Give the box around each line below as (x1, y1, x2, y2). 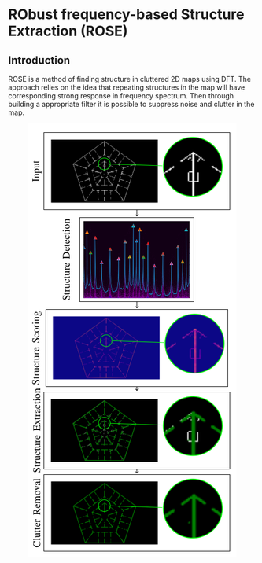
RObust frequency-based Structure (8, 6, 245, 24)
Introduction (8, 53, 71, 67)
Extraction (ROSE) (8, 22, 128, 40)
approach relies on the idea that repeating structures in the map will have (8, 83, 245, 92)
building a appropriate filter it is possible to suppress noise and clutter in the (8, 100, 255, 109)
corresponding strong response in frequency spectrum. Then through (8, 91, 234, 100)
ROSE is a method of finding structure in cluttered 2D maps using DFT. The (8, 75, 252, 83)
